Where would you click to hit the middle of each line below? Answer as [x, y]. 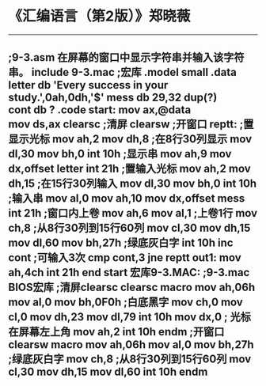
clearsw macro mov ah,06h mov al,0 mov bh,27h [131, 345]
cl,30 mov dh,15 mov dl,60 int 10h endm [108, 372]
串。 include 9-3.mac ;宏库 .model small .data [123, 72]
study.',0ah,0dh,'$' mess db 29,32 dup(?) [113, 98]
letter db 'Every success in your [88, 85]
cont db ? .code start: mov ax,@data [100, 110]
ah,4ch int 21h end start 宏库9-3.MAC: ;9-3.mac [129, 272]
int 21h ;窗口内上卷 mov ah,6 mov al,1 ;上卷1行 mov [133, 213]
